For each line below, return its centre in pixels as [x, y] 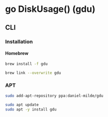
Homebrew [17, 54]
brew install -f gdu [27, 64]
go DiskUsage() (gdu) [50, 9]
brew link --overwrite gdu [33, 73]
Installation [19, 42]
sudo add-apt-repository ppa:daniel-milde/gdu [54, 96]
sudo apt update [22, 105]
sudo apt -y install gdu [31, 109]
